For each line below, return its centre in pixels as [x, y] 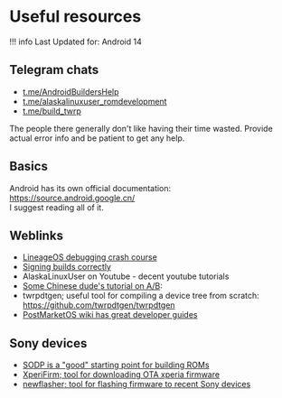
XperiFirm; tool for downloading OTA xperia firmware [121, 375]
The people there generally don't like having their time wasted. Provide [141, 128]
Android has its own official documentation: [90, 188]
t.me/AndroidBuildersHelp [70, 91]
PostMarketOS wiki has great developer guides [110, 315]
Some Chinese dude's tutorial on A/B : [92, 286]
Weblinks [36, 235]
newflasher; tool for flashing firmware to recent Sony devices [136, 384]
